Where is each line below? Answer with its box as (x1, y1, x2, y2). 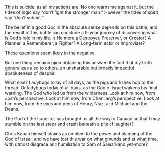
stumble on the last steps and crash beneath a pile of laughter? (5, 121, 134, 127)
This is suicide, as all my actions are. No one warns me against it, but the (5, 4, 154, 10)
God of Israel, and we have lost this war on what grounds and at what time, (5, 136, 158, 142)
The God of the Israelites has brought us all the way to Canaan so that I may (5, 116, 160, 121)
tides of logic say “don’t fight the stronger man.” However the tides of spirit (5, 9, 159, 15)
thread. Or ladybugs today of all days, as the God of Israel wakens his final (5, 85, 157, 91)
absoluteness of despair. (5, 70, 55, 76)
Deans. (5, 106, 20, 112)
